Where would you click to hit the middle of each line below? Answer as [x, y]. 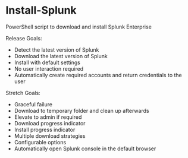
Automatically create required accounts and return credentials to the [98, 75]
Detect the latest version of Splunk [57, 50]
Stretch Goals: [23, 93]
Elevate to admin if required [48, 117]
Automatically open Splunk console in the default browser [85, 148]
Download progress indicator [50, 123]
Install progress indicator [45, 129]
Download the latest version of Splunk [61, 56]
